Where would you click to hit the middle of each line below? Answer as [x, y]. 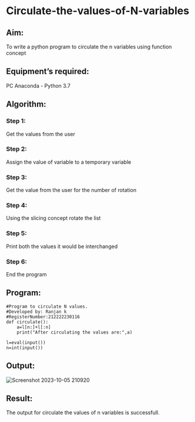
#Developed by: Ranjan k [36, 311]
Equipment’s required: [48, 72]
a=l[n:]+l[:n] [34, 327]
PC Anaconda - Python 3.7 [38, 85]
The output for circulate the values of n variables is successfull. [83, 413]
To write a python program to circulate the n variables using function [89, 47]
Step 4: [17, 206]
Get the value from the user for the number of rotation [71, 190]
